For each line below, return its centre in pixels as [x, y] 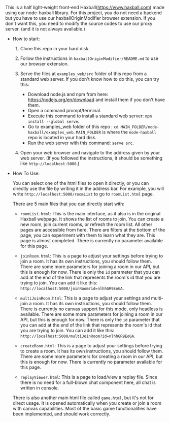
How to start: [26, 39]
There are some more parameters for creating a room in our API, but [91, 356]
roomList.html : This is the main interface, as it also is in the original [90, 214]
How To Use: [26, 173]
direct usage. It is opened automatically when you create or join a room [87, 403]
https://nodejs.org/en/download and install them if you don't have [96, 100]
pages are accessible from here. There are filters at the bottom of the [93, 230]
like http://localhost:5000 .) [50, 164]
